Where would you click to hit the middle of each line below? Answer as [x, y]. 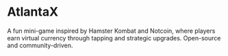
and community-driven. [40, 45]
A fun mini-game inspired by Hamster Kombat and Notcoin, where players [111, 31]
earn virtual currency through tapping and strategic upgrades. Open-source [114, 38]
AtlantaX [33, 12]
